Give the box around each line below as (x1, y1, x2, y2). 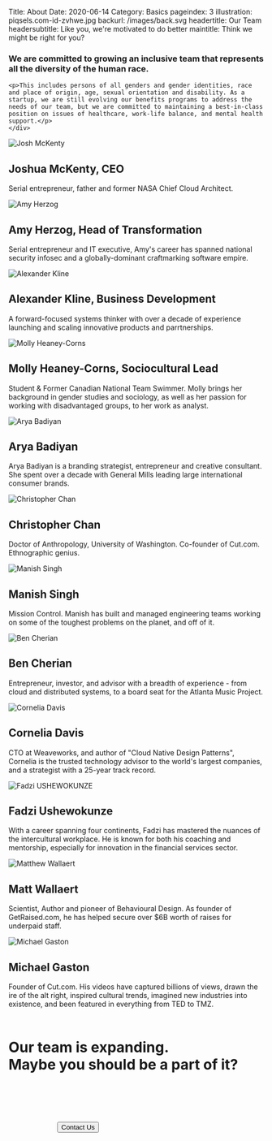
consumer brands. (8, 478, 70, 488)
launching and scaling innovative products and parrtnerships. (8, 322, 214, 332)
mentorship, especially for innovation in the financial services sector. (8, 843, 238, 853)
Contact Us (61, 1123, 95, 1132)
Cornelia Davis (8, 726, 84, 740)
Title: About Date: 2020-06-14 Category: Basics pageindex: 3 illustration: (8, 7, 253, 16)
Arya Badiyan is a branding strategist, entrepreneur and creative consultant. (8, 461, 262, 471)
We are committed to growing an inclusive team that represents (8, 53, 264, 64)
